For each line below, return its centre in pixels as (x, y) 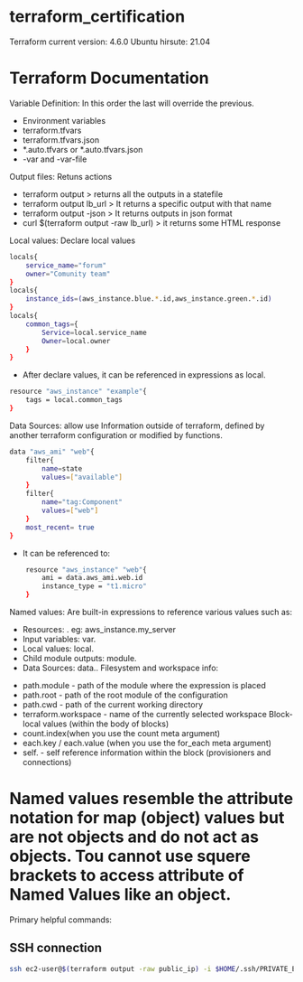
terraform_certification (97, 17)
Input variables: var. (59, 639)
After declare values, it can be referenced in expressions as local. (144, 375)
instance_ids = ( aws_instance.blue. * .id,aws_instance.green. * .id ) (149, 299)
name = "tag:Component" (83, 502)
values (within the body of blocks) (106, 724)
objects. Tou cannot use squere (130, 856)
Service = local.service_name (94, 332)
